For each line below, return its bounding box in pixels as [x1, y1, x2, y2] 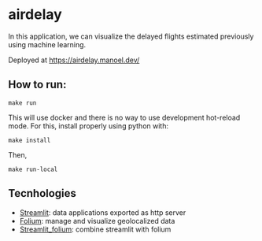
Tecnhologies [8, 187, 77, 200]
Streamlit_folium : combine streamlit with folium [19, 224, 172, 234]
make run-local [8, 165, 58, 173]
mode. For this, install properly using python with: [8, 120, 169, 131]
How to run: [8, 78, 67, 91]
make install [8, 136, 51, 144]
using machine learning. [8, 39, 87, 49]
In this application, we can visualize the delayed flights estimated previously [8, 32, 254, 41]
